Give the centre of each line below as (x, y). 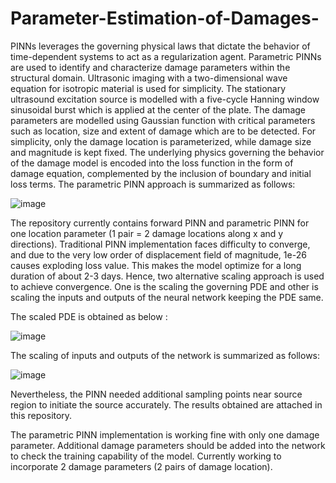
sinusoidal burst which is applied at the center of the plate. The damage (158, 109)
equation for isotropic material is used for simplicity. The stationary (148, 88)
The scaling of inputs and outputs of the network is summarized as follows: (165, 355)
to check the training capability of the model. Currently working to (146, 456)
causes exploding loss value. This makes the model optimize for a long (156, 265)
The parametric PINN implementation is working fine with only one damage (165, 434)
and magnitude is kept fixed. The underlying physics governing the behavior (167, 152)
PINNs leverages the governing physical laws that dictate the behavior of (160, 46)
